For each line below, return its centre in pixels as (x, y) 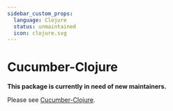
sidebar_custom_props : (40, 14)
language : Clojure (40, 20)
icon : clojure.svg (40, 33)
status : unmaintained (45, 26)
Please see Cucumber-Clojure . (51, 100)
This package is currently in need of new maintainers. (87, 87)
